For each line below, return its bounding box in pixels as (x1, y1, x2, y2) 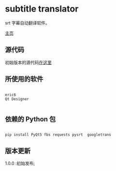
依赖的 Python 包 (5, 115, 56, 123)
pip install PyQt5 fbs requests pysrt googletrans (5, 132, 111, 137)
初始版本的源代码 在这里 (5, 59, 52, 65)
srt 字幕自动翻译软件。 (5, 20, 50, 26)
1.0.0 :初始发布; (5, 160, 35, 166)
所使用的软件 (5, 75, 43, 83)
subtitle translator (5, 3, 79, 14)
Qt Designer (5, 97, 29, 101)
